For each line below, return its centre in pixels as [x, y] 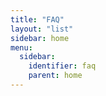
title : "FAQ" [37, 19]
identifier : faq [62, 66]
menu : [21, 47]
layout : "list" [42, 29]
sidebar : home [40, 38]
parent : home [55, 76]
